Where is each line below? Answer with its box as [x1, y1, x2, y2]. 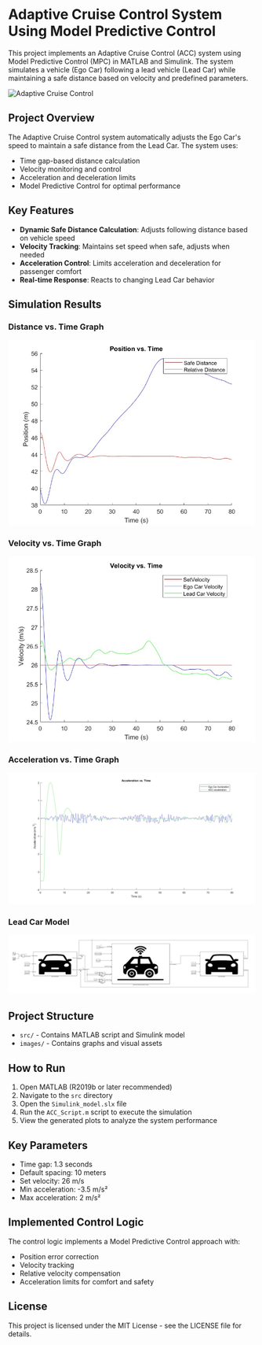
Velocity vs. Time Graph [8, 538, 102, 549]
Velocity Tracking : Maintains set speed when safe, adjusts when [19, 242, 230, 251]
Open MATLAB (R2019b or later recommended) [19, 1082, 173, 1092]
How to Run [8, 1061, 66, 1075]
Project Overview [8, 112, 95, 125]
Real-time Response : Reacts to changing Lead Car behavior [19, 275, 215, 284]
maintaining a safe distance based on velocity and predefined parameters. [8, 73, 249, 83]
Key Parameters [8, 1139, 88, 1152]
